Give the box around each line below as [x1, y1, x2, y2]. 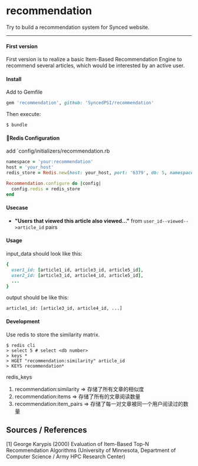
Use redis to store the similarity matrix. [6, 331, 100, 338]
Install [6, 75, 22, 82]
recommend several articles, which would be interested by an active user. [6, 62, 185, 69]
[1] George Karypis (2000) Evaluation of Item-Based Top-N [6, 441, 149, 448]
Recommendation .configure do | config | [6, 181, 101, 187]
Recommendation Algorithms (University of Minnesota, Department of [6, 447, 176, 454]
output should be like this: [6, 294, 69, 301]
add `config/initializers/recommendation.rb [6, 147, 110, 154]
